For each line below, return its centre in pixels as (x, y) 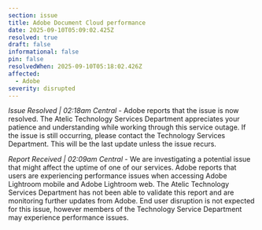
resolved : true (33, 37)
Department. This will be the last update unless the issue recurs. (112, 144)
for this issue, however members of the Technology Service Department (125, 210)
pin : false (26, 60)
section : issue (33, 15)
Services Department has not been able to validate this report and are (121, 192)
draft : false (30, 45)
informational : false (44, 52)
